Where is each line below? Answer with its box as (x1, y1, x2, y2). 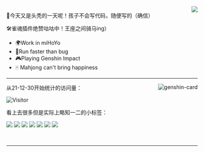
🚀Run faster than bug (15, 48, 69, 55)
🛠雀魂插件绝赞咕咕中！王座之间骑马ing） (6, 25, 110, 32)
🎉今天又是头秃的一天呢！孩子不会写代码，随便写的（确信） (6, 12, 154, 19)
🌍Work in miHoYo (15, 39, 61, 46)
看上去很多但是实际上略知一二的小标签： (6, 109, 107, 116)
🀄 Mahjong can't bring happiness (15, 64, 98, 71)
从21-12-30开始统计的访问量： (6, 84, 82, 91)
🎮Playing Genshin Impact (15, 55, 81, 62)
